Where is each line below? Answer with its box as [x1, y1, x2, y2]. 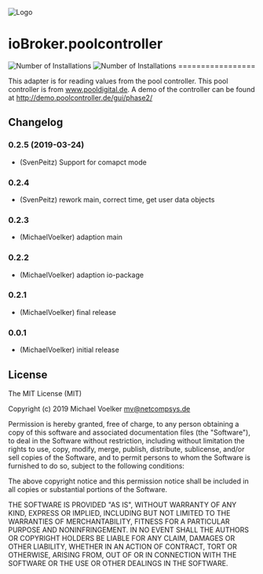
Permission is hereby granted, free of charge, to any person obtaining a [8, 419, 239, 428]
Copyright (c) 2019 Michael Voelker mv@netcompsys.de [8, 404, 191, 413]
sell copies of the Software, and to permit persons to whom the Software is [8, 453, 251, 462]
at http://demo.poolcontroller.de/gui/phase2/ [8, 93, 153, 102]
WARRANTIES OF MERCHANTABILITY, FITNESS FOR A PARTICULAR [8, 517, 230, 526]
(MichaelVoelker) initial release [19, 345, 119, 354]
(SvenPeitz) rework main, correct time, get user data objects [19, 194, 215, 204]
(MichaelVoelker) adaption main [19, 232, 123, 242]
